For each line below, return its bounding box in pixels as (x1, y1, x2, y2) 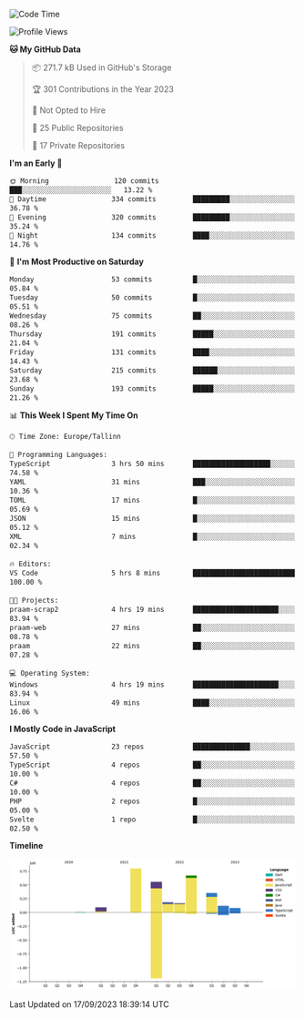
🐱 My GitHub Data (9, 44, 82, 55)
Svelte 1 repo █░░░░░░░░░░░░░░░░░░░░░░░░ (9, 815, 296, 824)
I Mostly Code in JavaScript (9, 724, 117, 734)
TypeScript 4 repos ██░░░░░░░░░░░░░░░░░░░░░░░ (9, 760, 296, 769)
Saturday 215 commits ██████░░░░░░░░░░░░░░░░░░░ (9, 366, 296, 375)
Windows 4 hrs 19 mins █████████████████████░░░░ (9, 680, 296, 689)
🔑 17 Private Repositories (31, 140, 126, 150)
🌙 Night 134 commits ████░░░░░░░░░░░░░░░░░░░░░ (9, 231, 296, 240)
